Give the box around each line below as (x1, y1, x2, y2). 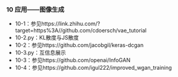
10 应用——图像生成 (6, 5, 65, 13)
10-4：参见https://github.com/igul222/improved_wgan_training (15, 64, 173, 72)
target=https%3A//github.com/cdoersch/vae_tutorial (15, 27, 147, 34)
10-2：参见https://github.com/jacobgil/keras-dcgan (15, 42, 144, 49)
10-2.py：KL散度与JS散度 (15, 34, 79, 42)
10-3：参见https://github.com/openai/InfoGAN (15, 57, 131, 64)
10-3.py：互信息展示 (15, 49, 67, 57)
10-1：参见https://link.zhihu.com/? (15, 20, 101, 28)
